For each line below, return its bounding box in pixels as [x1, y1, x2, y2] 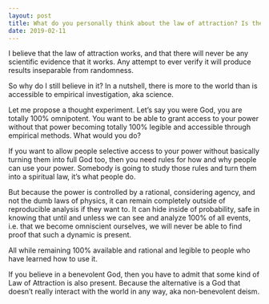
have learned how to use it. [8, 254, 98, 264]
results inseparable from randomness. [8, 66, 134, 75]
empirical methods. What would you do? [8, 131, 142, 140]
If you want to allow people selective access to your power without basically [8, 146, 260, 156]
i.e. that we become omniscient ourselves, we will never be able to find [8, 221, 243, 231]
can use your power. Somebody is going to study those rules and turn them [8, 164, 258, 173]
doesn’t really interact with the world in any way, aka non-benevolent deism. [8, 286, 260, 297]
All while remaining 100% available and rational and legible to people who [8, 245, 251, 255]
